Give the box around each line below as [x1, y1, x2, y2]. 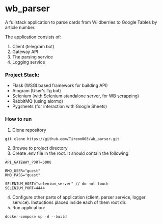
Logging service [12, 59, 45, 65]
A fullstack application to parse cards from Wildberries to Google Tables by [5, 19, 157, 25]
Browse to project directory [12, 145, 68, 151]
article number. [5, 24, 36, 30]
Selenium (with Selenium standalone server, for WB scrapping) [12, 93, 139, 99]
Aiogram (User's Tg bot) [12, 88, 61, 94]
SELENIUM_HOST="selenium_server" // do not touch [5, 181, 109, 186]
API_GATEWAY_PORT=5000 [5, 160, 52, 165]
